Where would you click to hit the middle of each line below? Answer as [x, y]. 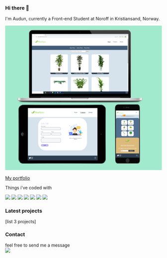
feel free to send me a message [38, 245]
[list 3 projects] [21, 222]
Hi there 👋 [17, 8]
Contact [15, 234]
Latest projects [24, 211]
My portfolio [18, 178]
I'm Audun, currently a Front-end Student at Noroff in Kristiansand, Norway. [83, 19]
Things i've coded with [29, 187]
